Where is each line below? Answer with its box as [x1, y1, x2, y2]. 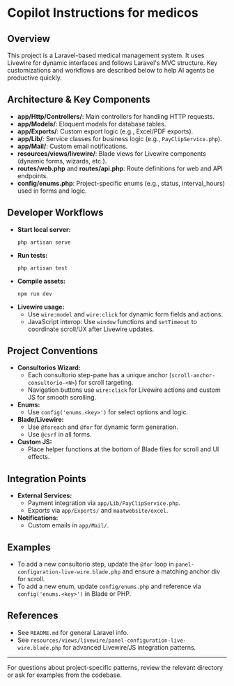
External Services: [17, 491, 72, 500]
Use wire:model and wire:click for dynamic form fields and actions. [27, 309, 224, 319]
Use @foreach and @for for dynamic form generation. [27, 423, 179, 431]
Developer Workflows [7, 207, 104, 219]
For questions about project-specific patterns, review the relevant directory [7, 663, 224, 671]
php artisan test [17, 264, 68, 272]
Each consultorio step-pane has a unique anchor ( [27, 371, 172, 379]
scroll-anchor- [171, 372, 216, 379]
